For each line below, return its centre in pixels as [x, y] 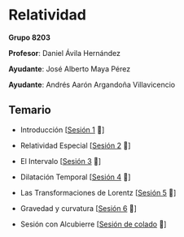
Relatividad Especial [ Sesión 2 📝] [75, 145]
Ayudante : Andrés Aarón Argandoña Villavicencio [92, 84]
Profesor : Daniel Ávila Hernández [64, 53]
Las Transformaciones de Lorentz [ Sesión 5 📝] [98, 192]
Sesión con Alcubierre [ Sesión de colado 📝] [93, 224]
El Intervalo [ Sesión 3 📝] [61, 161]
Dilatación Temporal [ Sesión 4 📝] [75, 177]
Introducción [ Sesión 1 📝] [62, 129]
